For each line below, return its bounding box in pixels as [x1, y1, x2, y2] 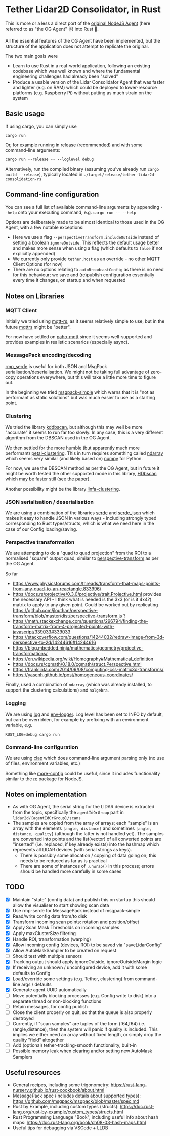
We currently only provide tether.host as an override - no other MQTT [12, 256, 160, 262]
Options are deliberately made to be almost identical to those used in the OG [5, 219, 164, 225]
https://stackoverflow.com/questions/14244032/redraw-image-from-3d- [12, 634, 164, 640]
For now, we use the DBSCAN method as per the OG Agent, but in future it [5, 465, 160, 471]
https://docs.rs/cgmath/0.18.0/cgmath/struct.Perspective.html [12, 661, 142, 667]
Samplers [12, 1053, 33, 1060]
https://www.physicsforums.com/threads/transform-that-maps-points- [12, 581, 161, 587]
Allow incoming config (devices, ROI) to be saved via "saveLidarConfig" [12, 942, 162, 948]
